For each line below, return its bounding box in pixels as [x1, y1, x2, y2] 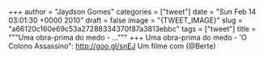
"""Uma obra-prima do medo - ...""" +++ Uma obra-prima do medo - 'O [8, 32, 247, 42]
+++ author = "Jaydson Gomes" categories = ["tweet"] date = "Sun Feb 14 [8, 7, 257, 16]
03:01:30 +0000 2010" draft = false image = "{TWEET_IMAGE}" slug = [8, 15, 243, 25]
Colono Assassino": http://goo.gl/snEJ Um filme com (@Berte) [8, 41, 216, 51]
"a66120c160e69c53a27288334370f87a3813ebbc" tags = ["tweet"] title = [8, 24, 257, 33]
